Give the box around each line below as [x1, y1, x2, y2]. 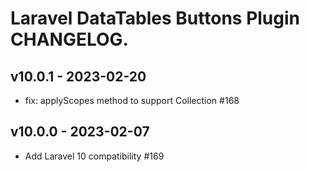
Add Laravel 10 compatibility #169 [24, 150, 165, 162]
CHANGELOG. [10, 28, 129, 51]
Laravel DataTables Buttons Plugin [10, 7, 301, 30]
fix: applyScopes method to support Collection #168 [24, 95, 240, 106]
